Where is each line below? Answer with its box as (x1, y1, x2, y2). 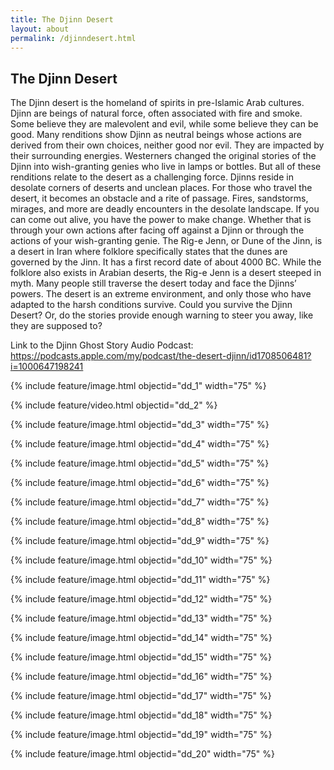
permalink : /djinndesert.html (10, 33, 137, 43)
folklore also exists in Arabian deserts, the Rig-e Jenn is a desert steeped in (10, 267, 322, 279)
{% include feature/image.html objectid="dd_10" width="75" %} (10, 554, 273, 566)
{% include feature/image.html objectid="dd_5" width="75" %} (10, 457, 270, 470)
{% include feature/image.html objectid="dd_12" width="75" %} (10, 593, 273, 605)
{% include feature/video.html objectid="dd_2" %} (10, 399, 218, 411)
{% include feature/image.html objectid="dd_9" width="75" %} (10, 535, 270, 547)
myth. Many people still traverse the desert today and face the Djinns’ (10, 277, 297, 290)
